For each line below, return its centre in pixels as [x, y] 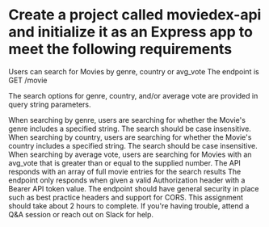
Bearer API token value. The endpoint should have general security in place [134, 188]
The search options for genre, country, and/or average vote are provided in [133, 95]
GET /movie [28, 80]
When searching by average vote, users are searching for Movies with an [130, 154]
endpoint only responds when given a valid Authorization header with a [127, 180]
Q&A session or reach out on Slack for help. [81, 214]
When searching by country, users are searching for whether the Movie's [130, 137]
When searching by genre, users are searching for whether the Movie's [127, 120]
